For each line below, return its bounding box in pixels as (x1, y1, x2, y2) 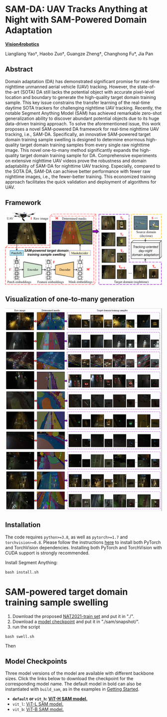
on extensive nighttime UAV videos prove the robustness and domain (5, 158, 147, 164)
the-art (5, 89, 20, 95)
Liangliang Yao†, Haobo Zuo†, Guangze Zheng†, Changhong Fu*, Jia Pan (5, 51, 154, 57)
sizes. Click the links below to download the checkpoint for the (5, 676, 134, 682)
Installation (5, 521, 41, 529)
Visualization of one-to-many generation (5, 295, 135, 303)
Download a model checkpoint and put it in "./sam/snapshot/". (12, 618, 140, 624)
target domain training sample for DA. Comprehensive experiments (20, 152, 157, 158)
